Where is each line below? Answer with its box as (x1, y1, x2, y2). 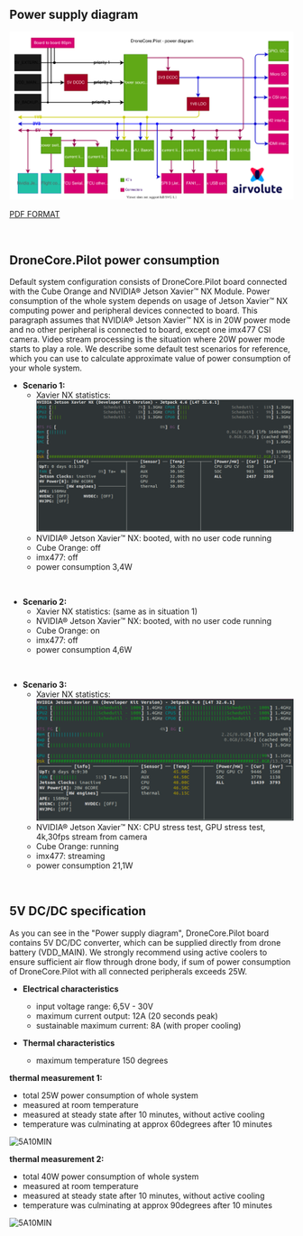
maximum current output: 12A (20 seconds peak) (35, 1010, 218, 1021)
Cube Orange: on (35, 625, 101, 636)
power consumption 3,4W (35, 561, 133, 572)
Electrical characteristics (22, 983, 119, 994)
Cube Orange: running (35, 840, 119, 851)
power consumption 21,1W (35, 860, 133, 871)
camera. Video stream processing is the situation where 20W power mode (9, 334, 286, 345)
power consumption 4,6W (35, 644, 133, 655)
